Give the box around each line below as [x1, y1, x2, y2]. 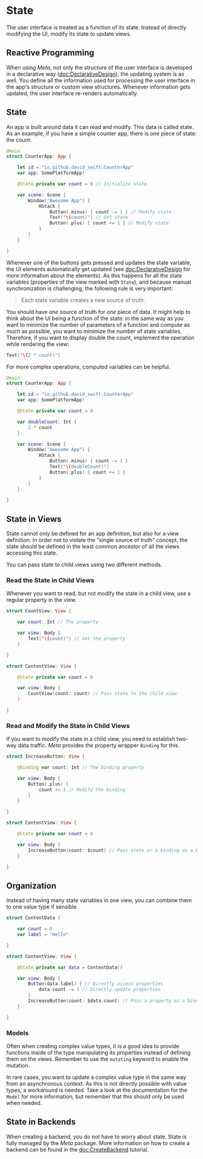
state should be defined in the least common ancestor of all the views [6, 543, 179, 550]
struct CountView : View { [6, 608, 71, 614]
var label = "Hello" [17, 932, 69, 938]
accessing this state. [6, 549, 58, 556]
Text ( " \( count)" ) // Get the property [28, 636, 126, 642]
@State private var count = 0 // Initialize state [17, 181, 147, 187]
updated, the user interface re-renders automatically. [6, 89, 138, 97]
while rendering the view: [6, 340, 69, 347]
